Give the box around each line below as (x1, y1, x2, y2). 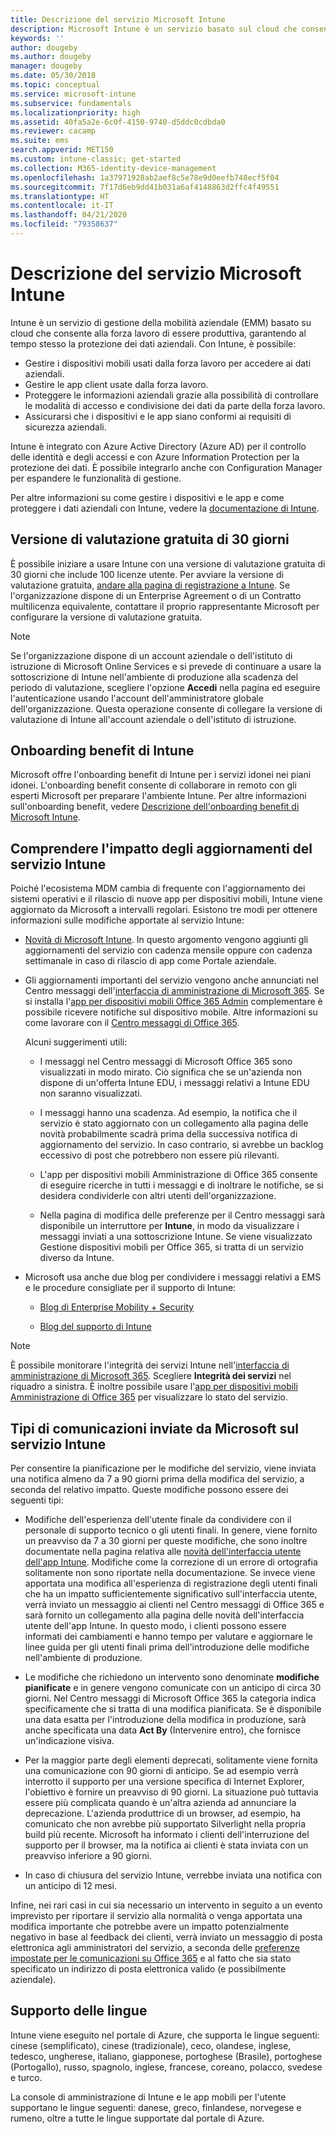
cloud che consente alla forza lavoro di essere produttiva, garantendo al (10, 327, 307, 339)
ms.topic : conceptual (10, 80, 101, 90)
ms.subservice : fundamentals (10, 98, 132, 108)
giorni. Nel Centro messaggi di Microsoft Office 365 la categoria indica (24, 1692, 317, 1705)
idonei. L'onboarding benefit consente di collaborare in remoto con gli (10, 779, 297, 791)
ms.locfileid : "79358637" (10, 219, 118, 230)
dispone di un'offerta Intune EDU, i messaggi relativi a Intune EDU (39, 1077, 310, 1089)
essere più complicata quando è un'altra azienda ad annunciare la (24, 1797, 297, 1809)
